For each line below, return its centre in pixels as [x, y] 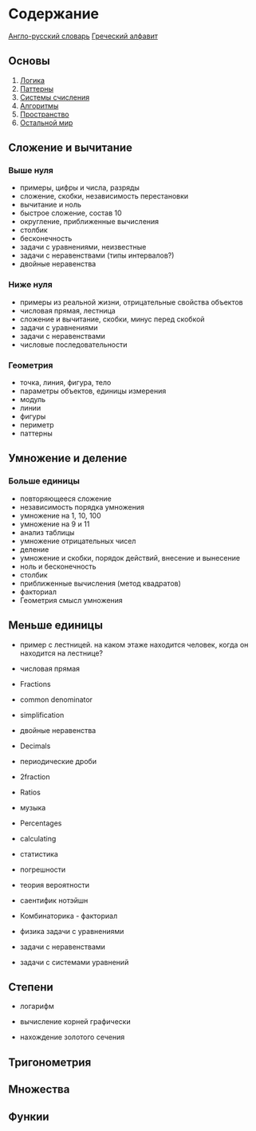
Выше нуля [31, 171]
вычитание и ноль [51, 205]
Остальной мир [46, 122]
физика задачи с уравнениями [72, 931]
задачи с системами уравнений [74, 962]
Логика [32, 80]
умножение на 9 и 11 [55, 524]
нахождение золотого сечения [72, 1037]
